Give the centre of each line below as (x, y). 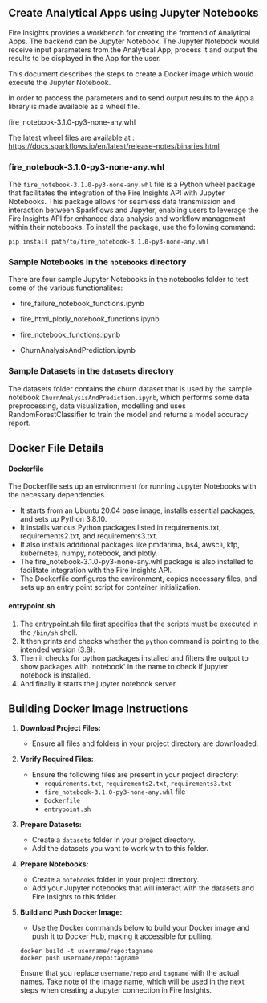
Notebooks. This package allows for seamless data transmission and (122, 202)
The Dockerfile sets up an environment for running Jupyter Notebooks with (132, 486)
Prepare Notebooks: (54, 864)
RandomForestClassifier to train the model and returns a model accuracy (128, 414)
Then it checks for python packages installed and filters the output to (134, 657)
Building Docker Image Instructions (98, 708)
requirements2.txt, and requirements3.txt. (89, 536)
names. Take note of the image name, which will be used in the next (132, 982)
